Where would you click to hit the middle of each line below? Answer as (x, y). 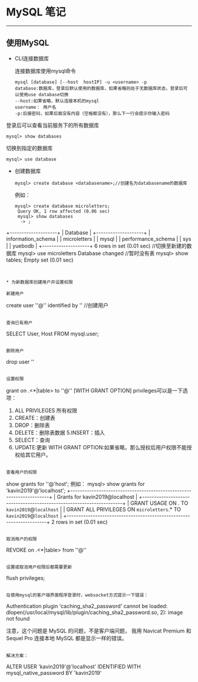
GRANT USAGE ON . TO (159, 503)
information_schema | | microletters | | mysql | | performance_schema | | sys (99, 239)
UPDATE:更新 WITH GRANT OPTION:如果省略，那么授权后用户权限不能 (100, 447)
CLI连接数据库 (32, 58)
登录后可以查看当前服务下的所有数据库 (52, 125)
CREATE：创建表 (35, 417)
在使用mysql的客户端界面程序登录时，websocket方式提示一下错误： (77, 595)
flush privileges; (26, 578)
